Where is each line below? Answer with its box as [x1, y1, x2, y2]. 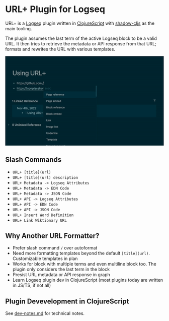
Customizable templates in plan [12, 255, 78, 262]
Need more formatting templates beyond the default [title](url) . [12, 250, 150, 256]
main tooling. [5, 25, 32, 31]
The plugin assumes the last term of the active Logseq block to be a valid [5, 35, 157, 41]
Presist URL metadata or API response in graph [12, 272, 111, 278]
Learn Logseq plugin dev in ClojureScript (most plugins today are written [12, 277, 163, 283]
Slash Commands [5, 155, 62, 164]
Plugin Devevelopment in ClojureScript [5, 297, 129, 305]
